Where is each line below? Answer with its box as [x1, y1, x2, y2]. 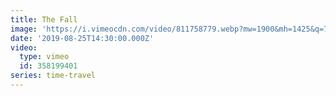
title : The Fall [10, 14, 78, 25]
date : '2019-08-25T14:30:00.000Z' [10, 33, 155, 43]
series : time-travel [10, 71, 97, 81]
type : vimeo [19, 52, 70, 62]
